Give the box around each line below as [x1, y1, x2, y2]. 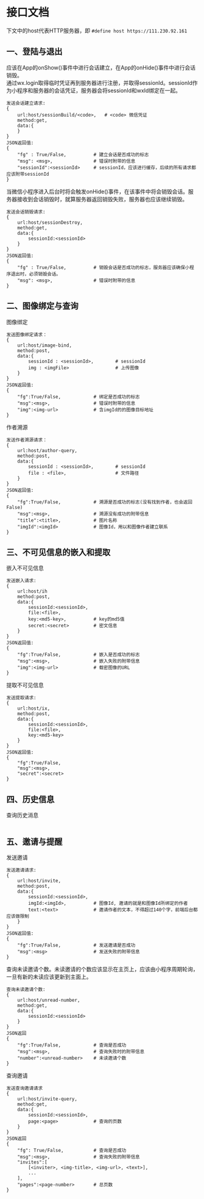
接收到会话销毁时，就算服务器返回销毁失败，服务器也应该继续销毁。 [16, 195, 188, 203]
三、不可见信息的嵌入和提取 [6, 547, 111, 557]
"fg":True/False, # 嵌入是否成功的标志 [17, 652, 140, 658]
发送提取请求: [6, 695, 37, 701]
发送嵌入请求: [6, 578, 37, 584]
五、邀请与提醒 [6, 837, 63, 847]
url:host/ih [17, 588, 47, 595]
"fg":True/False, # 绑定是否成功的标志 [17, 394, 140, 400]
